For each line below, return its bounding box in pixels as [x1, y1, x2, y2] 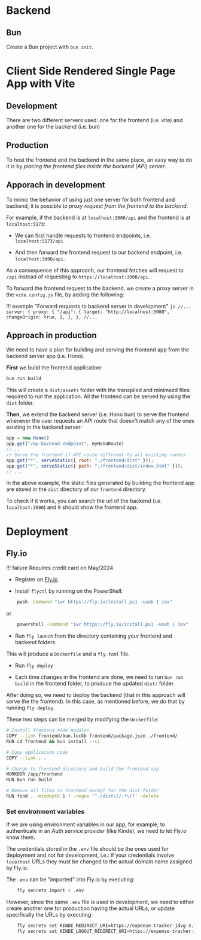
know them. [6, 833, 35, 841]
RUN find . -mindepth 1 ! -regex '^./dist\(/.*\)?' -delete [6, 793, 160, 799]
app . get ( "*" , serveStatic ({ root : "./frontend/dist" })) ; [6, 457, 154, 463]
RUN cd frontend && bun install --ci [6, 738, 100, 744]
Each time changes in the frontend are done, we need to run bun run [14, 674, 184, 681]
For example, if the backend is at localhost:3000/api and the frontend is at [6, 214, 191, 221]
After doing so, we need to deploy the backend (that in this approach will [6, 692, 185, 699]
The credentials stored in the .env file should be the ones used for [6, 845, 169, 853]
